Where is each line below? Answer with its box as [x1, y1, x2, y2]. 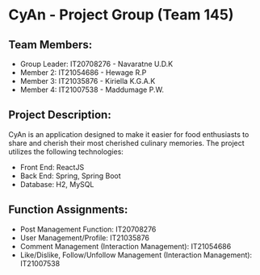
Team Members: [8, 38, 93, 52]
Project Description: [8, 108, 111, 122]
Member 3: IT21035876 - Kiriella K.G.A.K [19, 77, 156, 85]
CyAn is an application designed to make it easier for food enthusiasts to [8, 129, 250, 139]
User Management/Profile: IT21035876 [19, 232, 150, 243]
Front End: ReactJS [19, 162, 85, 172]
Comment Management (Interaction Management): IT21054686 [19, 241, 232, 251]
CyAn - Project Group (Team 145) [8, 6, 234, 24]
